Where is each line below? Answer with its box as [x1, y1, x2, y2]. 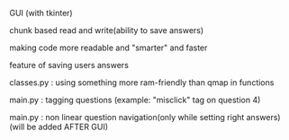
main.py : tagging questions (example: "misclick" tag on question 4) [9, 94, 261, 105]
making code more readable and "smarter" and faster [9, 42, 208, 53]
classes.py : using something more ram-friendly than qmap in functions [9, 77, 275, 88]
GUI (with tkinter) [9, 8, 74, 18]
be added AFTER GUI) [26, 121, 109, 132]
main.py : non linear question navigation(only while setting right [9, 112, 245, 122]
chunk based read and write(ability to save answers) [9, 25, 204, 35]
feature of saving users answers [9, 60, 129, 70]
